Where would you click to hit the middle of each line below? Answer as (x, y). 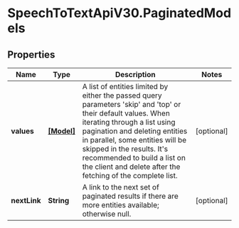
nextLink (26, 201)
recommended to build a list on (134, 158)
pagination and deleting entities (135, 131)
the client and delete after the (131, 167)
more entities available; (121, 205)
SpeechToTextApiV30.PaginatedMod (119, 13)
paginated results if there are (131, 196)
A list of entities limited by (125, 87)
